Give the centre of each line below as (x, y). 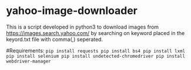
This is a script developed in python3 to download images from (83, 27)
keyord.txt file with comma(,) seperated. (55, 39)
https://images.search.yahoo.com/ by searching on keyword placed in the (95, 33)
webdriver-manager (29, 61)
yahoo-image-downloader (72, 11)
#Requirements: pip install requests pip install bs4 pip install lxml (96, 50)
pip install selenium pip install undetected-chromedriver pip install (95, 56)
